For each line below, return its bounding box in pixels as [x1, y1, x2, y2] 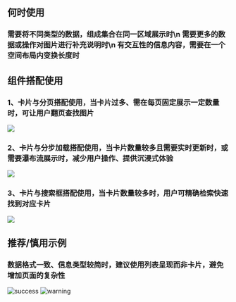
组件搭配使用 [7, 75, 63, 87]
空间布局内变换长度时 [7, 51, 80, 61]
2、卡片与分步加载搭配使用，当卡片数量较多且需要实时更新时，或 [7, 143, 229, 153]
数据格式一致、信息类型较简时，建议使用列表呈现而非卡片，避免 [7, 260, 224, 270]
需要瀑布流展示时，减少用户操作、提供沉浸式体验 [7, 153, 174, 163]
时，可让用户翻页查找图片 [7, 108, 94, 118]
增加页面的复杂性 [7, 270, 66, 280]
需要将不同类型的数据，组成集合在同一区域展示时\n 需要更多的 [7, 30, 218, 39]
